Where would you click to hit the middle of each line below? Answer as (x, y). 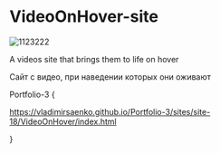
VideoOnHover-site (84, 17)
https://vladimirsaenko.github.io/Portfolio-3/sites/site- (110, 111)
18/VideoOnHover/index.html (63, 121)
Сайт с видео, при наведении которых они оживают (110, 76)
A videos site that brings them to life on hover (94, 59)
